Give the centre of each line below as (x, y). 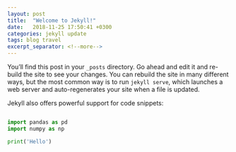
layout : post (26, 14)
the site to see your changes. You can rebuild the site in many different (126, 74)
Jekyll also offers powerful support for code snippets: (85, 103)
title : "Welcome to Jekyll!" (52, 21)
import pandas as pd (38, 122)
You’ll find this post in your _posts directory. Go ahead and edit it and (108, 67)
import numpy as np (36, 129)
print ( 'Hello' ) (30, 141)
